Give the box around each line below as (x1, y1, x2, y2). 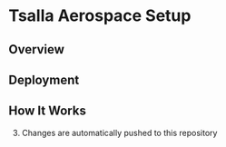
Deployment (8, 72, 80, 87)
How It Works (8, 103, 87, 119)
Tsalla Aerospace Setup (8, 5, 192, 26)
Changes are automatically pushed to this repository (21, 127, 218, 138)
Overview (8, 42, 65, 57)
